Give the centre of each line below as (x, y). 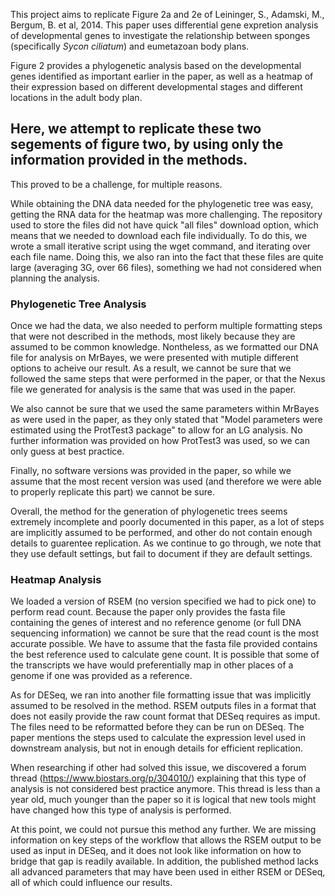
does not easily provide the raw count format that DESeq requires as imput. (165, 716)
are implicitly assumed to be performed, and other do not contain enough (161, 533)
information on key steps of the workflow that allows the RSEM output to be (166, 840)
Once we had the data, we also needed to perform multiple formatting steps (166, 326)
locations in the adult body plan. (76, 97)
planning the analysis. (55, 278)
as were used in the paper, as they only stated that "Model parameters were (166, 420)
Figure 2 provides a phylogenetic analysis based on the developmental (156, 65)
